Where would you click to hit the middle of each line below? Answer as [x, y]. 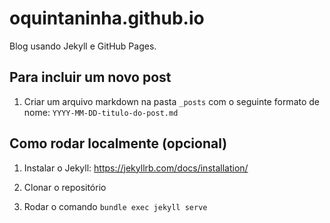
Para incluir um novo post [90, 77]
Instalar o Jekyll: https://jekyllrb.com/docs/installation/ [136, 168]
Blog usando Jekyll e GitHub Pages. [83, 46]
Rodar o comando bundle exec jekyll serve [115, 206]
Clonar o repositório [65, 187]
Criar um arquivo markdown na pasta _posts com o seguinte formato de [172, 101]
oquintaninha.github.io [107, 18]
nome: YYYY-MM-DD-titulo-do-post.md [101, 112]
